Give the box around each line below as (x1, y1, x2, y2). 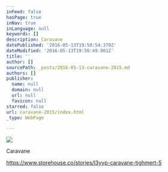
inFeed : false (6, 8, 42, 15)
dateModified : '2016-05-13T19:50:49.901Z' (6, 48, 114, 54)
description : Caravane (6, 37, 63, 43)
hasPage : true (6, 14, 42, 20)
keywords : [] (6, 31, 39, 37)
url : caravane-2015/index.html (6, 109, 85, 115)
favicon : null (11, 98, 47, 104)
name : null (11, 82, 39, 87)
